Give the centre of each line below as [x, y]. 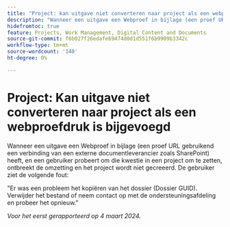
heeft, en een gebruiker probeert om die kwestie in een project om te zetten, [115, 160]
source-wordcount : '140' [42, 52]
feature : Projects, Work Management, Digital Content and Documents [107, 32]
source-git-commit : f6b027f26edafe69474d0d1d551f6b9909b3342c [98, 39]
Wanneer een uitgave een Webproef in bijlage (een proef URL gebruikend [111, 146]
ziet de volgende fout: [38, 174]
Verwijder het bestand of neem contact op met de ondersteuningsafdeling [112, 195]
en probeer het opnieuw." [43, 202]
